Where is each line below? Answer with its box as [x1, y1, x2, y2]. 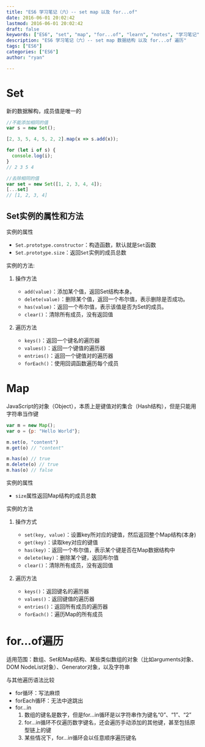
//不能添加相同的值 [6, 119, 49, 125]
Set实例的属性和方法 [6, 210, 84, 221]
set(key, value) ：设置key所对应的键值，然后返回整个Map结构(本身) [24, 531, 196, 538]
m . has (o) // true [6, 456, 51, 462]
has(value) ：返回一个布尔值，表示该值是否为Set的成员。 [24, 303, 167, 310]
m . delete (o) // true [6, 461, 59, 468]
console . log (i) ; [12, 153, 53, 159]
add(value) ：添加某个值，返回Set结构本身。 [24, 288, 135, 295]
